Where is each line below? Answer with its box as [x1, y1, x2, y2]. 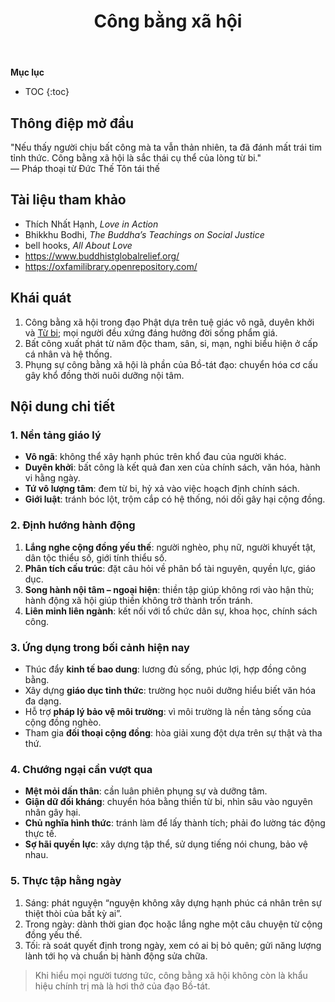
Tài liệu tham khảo [10, 191, 127, 209]
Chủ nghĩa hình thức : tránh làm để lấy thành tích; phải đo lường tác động [24, 817, 326, 829]
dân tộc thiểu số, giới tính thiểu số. [24, 551, 168, 564]
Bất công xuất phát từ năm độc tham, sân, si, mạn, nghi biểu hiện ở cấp [24, 337, 318, 349]
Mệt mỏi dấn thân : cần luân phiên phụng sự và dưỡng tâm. [24, 785, 268, 797]
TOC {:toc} [24, 86, 70, 98]
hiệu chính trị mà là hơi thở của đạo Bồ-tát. [34, 980, 211, 992]
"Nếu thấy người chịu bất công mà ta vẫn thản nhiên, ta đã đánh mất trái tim [10, 141, 322, 153]
